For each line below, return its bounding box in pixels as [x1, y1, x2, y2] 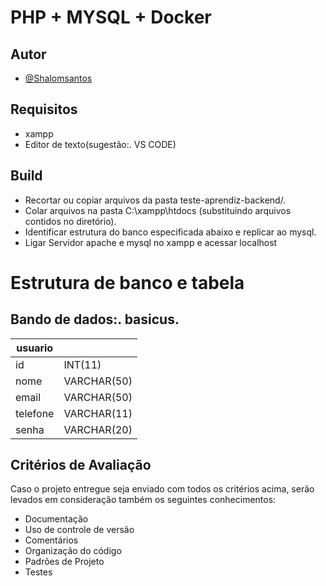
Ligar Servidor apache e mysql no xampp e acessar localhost [24, 236, 278, 248]
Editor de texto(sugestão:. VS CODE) [24, 138, 177, 150]
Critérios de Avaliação [10, 457, 152, 474]
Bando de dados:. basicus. [10, 311, 180, 328]
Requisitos [10, 101, 78, 118]
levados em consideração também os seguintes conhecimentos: [10, 494, 277, 506]
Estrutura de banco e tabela [10, 271, 245, 294]
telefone [15, 406, 55, 420]
